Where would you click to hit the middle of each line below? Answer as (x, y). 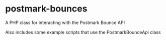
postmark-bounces (46, 9)
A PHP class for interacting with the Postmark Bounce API (65, 22)
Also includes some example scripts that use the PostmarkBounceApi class (83, 32)
